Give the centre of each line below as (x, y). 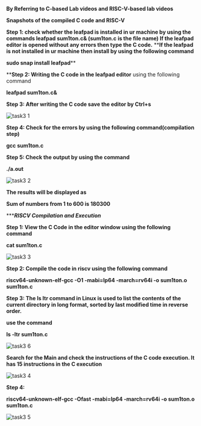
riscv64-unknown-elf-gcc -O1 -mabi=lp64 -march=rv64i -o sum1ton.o (97, 280)
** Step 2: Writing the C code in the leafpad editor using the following (93, 74)
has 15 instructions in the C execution (54, 364)
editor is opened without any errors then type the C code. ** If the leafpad (100, 45)
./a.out (15, 169)
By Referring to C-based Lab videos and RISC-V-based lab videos (90, 9)
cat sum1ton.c (24, 245)
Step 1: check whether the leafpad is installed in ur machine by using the (99, 32)
